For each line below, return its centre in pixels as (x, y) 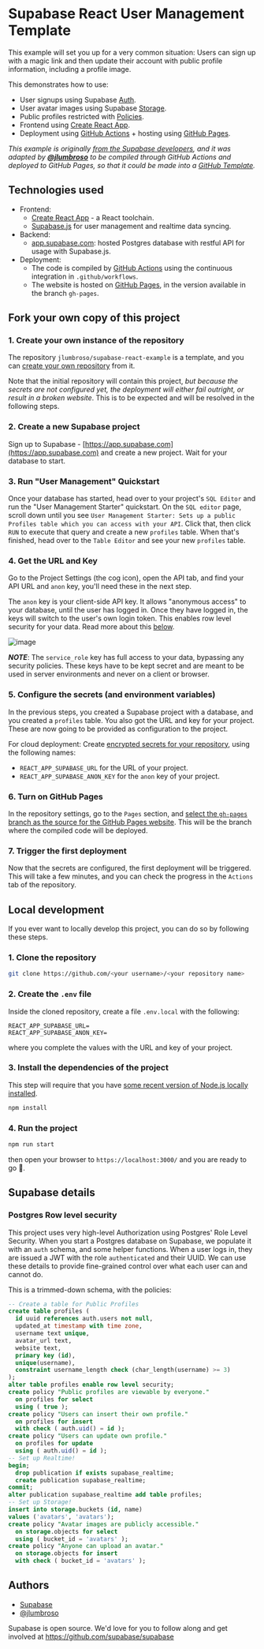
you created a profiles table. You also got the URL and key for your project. (131, 720)
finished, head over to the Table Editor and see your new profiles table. (127, 541)
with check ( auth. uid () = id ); (70, 1429)
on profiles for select (54, 1399)
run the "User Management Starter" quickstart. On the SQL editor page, (125, 507)
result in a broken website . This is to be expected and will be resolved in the (131, 398)
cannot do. (26, 1274)
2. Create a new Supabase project (74, 427)
